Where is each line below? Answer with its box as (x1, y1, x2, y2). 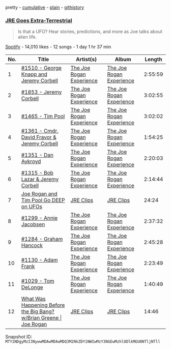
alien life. (17, 34, 37, 40)
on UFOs (21, 203, 42, 210)
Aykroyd (21, 158, 41, 165)
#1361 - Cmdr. (21, 127, 59, 134)
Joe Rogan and (21, 190, 58, 197)
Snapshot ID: (5, 334, 33, 340)
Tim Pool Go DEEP (21, 197, 65, 204)
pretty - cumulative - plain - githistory (5, 5, 84, 10)
